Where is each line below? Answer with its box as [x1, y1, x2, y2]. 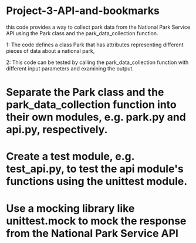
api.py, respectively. [6, 123, 108, 136]
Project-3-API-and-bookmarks [6, 4, 160, 18]
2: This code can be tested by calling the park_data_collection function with [6, 59, 189, 66]
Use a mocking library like [6, 201, 135, 215]
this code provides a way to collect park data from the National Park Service [6, 23, 191, 31]
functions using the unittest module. [6, 175, 188, 188]
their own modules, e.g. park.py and [6, 110, 187, 124]
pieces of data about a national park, [6, 47, 95, 54]
